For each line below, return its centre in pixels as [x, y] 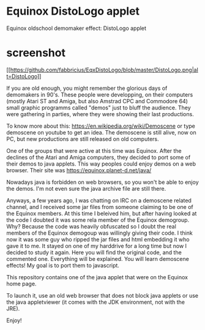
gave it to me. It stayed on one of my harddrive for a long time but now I [97, 246]
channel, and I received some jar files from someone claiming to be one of [100, 207]
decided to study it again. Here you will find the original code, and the [94, 252]
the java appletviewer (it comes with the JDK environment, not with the [96, 302]
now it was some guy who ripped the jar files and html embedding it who [98, 239]
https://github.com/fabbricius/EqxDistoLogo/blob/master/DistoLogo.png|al [104, 70]
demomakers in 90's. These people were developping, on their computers [100, 94]
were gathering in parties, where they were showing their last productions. [100, 114]
